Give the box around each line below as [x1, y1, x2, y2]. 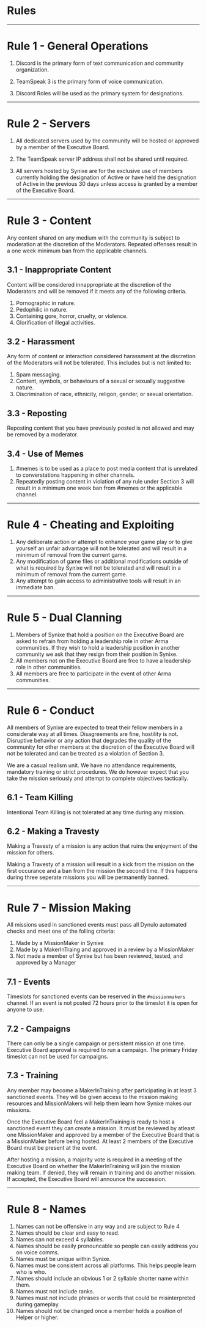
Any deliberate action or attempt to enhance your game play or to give [15, 538, 193, 545]
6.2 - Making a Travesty [7, 826, 100, 837]
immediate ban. [15, 583, 56, 590]
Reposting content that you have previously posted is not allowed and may [7, 424, 194, 432]
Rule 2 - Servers [7, 117, 90, 131]
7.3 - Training [7, 1070, 59, 1081]
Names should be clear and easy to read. [15, 1229, 120, 1237]
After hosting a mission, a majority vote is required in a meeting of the [7, 1156, 183, 1163]
